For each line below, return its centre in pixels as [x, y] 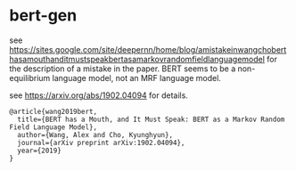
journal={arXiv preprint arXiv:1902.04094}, [101, 142]
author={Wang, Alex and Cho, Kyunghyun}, [95, 134]
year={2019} [40, 151]
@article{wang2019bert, [53, 111]
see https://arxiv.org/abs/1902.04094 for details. [99, 95]
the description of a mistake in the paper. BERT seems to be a [123, 69]
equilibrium [30, 77]
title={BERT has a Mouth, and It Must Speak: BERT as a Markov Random [151, 119]
